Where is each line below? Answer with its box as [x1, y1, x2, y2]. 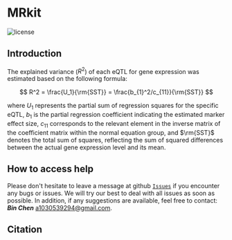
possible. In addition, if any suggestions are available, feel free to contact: [7, 196, 218, 205]
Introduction [7, 48, 62, 59]
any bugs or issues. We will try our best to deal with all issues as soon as [7, 189, 215, 197]
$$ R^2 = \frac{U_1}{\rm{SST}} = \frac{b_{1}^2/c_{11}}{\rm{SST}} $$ [19, 88, 213, 96]
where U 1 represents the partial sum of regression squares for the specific [7, 102, 220, 111]
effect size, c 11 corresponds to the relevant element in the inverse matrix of [7, 120, 221, 129]
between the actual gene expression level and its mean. [7, 143, 166, 151]
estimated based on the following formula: [7, 75, 128, 83]
